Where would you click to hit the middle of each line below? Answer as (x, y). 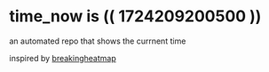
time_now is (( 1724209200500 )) (135, 16)
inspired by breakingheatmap (63, 58)
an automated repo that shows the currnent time (98, 41)
